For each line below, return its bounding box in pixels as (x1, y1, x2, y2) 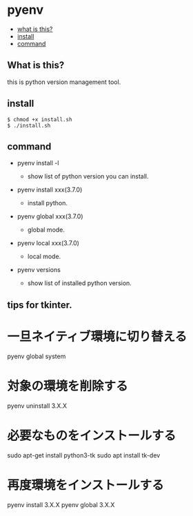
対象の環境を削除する (7, 378, 129, 394)
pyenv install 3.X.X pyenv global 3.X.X (7, 500, 115, 508)
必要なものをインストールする (7, 428, 176, 443)
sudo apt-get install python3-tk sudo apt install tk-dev (7, 451, 161, 460)
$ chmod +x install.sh (7, 116, 72, 123)
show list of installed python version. (27, 279, 132, 287)
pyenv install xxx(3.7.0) (17, 185, 83, 194)
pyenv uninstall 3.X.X (7, 402, 68, 410)
